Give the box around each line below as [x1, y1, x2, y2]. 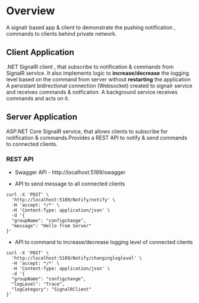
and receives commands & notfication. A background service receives [6, 88, 178, 96]
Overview [6, 4, 55, 18]
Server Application [6, 112, 78, 122]
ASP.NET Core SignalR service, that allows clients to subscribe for [6, 128, 168, 135]
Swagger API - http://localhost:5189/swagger [14, 168, 126, 176]
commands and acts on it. [6, 94, 70, 102]
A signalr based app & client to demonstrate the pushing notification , [6, 24, 176, 31]
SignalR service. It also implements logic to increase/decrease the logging [6, 70, 189, 77]
